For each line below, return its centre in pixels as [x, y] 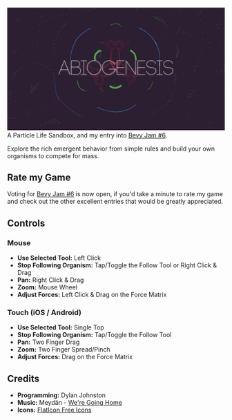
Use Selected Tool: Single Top [61, 327]
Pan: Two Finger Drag [48, 342]
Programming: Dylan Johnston [61, 395]
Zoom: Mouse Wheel [47, 287]
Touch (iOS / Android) [44, 312]
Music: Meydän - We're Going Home [69, 403]
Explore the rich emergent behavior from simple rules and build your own [111, 149]
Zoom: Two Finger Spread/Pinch [64, 350]
